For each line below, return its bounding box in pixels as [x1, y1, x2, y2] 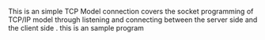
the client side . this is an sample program [8, 24, 145, 32]
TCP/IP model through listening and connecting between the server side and [8, 15, 258, 24]
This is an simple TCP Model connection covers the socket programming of [8, 7, 254, 16]
